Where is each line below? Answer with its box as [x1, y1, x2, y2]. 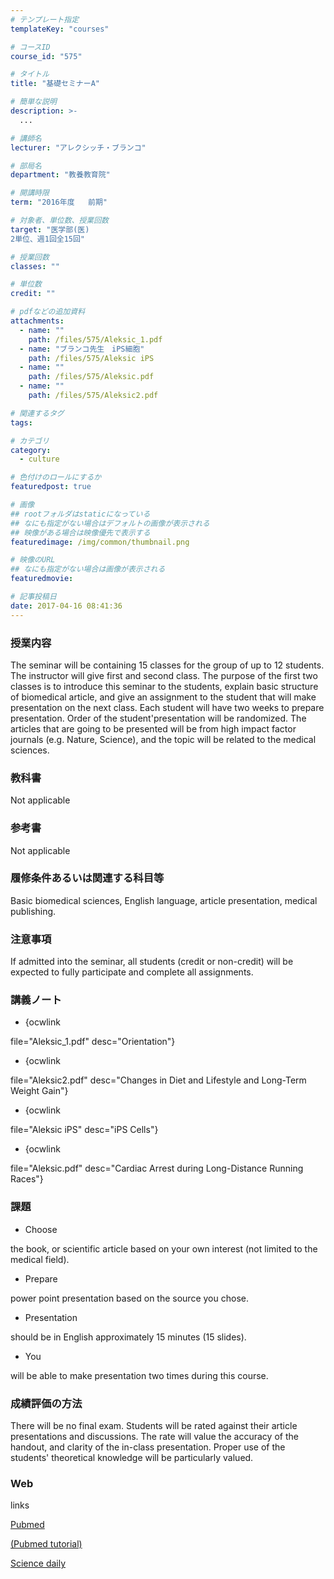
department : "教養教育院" [10, 170, 111, 180]
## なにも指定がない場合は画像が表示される [10, 564, 166, 575]
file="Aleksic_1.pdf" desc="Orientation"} [10, 1036, 176, 1048]
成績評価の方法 [10, 1396, 83, 1410]
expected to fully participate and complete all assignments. [10, 966, 254, 978]
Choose [24, 1223, 58, 1235]
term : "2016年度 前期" [10, 197, 108, 208]
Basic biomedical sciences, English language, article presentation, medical [10, 894, 318, 906]
